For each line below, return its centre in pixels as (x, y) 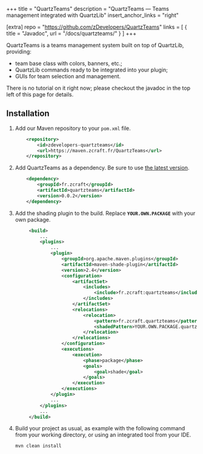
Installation (28, 114)
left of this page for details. (40, 94)
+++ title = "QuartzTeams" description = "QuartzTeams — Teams (88, 9)
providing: (19, 52)
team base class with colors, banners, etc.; (68, 63)
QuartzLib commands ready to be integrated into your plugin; (92, 70)
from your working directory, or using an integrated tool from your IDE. (103, 435)
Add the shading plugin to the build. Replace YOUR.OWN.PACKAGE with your (105, 213)
